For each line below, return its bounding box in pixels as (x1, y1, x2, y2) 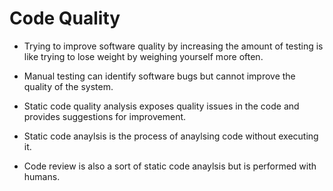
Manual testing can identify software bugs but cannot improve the (23, 70, 296, 82)
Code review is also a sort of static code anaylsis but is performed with (23, 160, 317, 172)
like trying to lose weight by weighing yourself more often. (23, 50, 264, 62)
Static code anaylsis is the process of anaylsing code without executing (23, 130, 319, 142)
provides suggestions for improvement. (23, 110, 187, 122)
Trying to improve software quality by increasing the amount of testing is (23, 40, 324, 52)
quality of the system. (23, 80, 114, 92)
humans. (23, 170, 61, 182)
